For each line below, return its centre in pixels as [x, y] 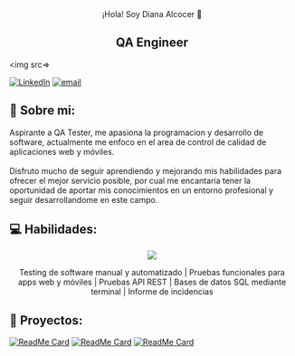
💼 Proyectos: [46, 320]
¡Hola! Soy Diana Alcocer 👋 [152, 14]
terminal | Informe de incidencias [152, 292]
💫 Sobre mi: [43, 111]
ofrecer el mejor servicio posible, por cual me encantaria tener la [130, 180]
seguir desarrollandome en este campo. [84, 199]
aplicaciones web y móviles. [62, 151]
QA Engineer [152, 43]
